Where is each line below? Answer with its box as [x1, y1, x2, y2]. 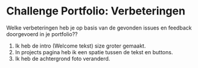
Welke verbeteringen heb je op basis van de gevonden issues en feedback [6, 24, 192, 31]
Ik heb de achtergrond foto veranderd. [14, 55, 110, 62]
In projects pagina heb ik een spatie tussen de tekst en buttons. [14, 48, 173, 55]
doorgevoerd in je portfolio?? [6, 30, 78, 37]
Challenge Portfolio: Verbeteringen [6, 4, 186, 18]
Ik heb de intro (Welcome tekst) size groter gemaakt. [14, 42, 146, 49]
